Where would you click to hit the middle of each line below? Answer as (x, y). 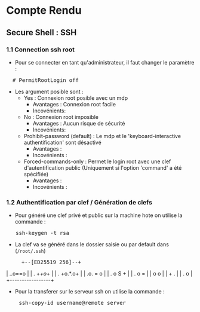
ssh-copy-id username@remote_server (73, 303)
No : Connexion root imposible (61, 117)
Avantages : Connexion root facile (74, 104)
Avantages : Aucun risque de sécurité (79, 123)
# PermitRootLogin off (45, 80)
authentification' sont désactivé (62, 142)
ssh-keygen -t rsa (43, 233)
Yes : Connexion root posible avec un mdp (76, 98)
